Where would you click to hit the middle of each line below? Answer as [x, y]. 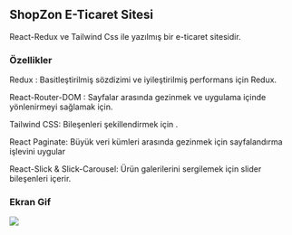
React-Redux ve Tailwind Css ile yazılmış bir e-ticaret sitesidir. [126, 36]
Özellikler [31, 60]
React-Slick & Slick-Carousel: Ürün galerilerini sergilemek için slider [136, 169]
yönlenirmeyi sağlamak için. [61, 107]
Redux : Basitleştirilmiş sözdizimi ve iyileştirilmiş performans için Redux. [143, 80]
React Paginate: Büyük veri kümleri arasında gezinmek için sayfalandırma [146, 142]
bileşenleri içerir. [40, 179]
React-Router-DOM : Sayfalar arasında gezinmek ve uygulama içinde [138, 98]
